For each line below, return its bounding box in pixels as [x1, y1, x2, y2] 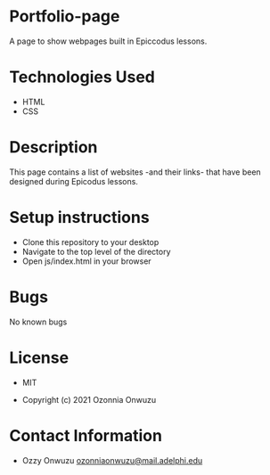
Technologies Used [9, 67, 156, 87]
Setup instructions [9, 208, 150, 227]
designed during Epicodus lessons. [9, 176, 138, 186]
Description [9, 137, 98, 158]
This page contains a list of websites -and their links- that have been [9, 167, 261, 177]
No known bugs [9, 316, 68, 327]
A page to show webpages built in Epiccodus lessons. [9, 36, 208, 46]
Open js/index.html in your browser [21, 256, 151, 266]
